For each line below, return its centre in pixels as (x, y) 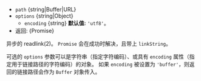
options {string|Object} (44, 16)
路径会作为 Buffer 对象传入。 (64, 72)
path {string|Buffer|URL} (46, 9)
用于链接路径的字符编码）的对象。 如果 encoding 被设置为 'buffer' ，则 (100, 64)
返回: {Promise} (35, 31)
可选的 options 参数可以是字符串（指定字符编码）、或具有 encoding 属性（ (98, 57)
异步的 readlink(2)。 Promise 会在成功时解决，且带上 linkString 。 (89, 44)
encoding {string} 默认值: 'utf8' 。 (67, 23)
